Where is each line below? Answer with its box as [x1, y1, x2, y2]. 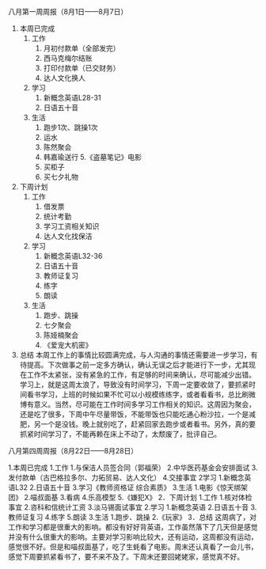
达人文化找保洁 [43, 232, 93, 241]
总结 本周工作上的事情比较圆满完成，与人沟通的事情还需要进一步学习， [19, 351, 251, 359]
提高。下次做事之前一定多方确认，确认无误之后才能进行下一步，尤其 [26, 360, 249, 370]
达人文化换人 [43, 74, 85, 82]
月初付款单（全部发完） [43, 44, 120, 53]
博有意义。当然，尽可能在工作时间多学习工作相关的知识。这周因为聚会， [19, 400, 256, 409]
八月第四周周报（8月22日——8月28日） [8, 446, 139, 455]
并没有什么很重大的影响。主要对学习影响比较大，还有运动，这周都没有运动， [8, 533, 258, 541]
